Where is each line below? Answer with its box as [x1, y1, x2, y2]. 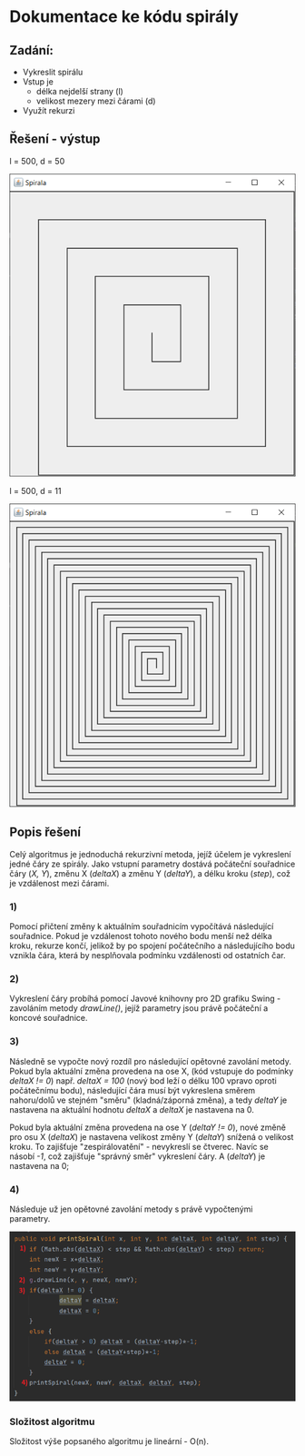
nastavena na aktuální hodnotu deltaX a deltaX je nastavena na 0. [9, 1104, 254, 1114]
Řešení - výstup [9, 132, 101, 147]
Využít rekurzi [22, 105, 75, 115]
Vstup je [22, 76, 54, 87]
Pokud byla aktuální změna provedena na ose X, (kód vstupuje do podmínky [9, 1065, 294, 1076]
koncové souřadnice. [9, 1013, 88, 1024]
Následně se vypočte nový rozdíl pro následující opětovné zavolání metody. [9, 1055, 292, 1066]
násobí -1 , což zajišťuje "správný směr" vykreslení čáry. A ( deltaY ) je [9, 1151, 266, 1162]
